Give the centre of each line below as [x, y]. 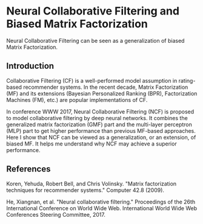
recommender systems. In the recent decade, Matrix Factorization [106, 87]
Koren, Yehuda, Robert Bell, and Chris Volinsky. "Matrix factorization [92, 184]
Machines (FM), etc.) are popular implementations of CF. [77, 100]
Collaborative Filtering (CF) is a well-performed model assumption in [92, 80]
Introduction [30, 66]
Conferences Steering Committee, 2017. [56, 214]
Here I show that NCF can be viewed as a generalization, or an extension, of [101, 137]
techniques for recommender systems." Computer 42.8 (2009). [85, 190]
